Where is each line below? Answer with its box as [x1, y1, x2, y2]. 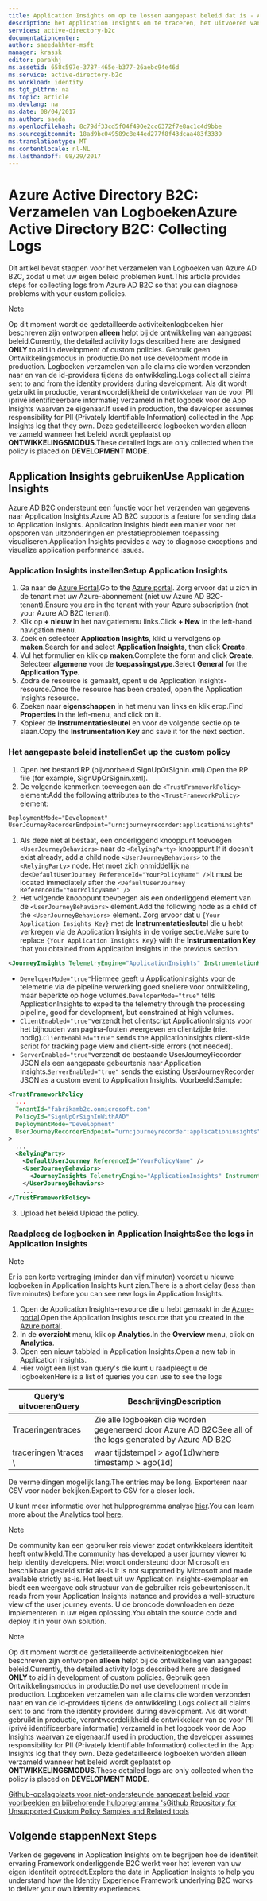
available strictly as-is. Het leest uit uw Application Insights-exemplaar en [8, 1574, 249, 1584]
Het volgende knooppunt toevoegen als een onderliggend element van [19, 893, 252, 903]
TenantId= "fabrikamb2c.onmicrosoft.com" [15, 1105, 151, 1114]
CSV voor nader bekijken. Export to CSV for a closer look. [8, 1485, 195, 1495]
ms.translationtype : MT [8, 137, 87, 146]
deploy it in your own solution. [8, 1616, 107, 1626]
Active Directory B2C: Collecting [8, 220, 228, 239]
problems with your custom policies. [8, 289, 127, 298]
